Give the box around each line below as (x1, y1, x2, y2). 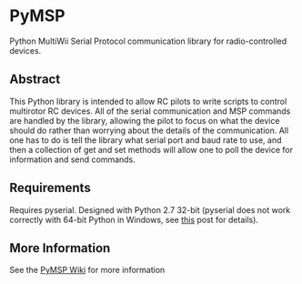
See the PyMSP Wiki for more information (9, 265, 166, 276)
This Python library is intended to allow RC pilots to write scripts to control (9, 96, 287, 106)
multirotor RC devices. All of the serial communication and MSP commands (9, 106, 291, 117)
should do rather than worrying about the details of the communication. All (9, 125, 289, 136)
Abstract (9, 72, 61, 87)
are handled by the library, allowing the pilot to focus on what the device (9, 115, 280, 126)
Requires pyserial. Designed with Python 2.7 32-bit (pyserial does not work (9, 204, 291, 215)
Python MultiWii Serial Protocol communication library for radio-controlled (9, 35, 287, 46)
